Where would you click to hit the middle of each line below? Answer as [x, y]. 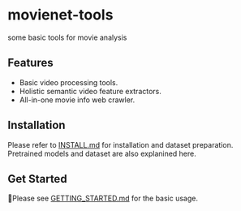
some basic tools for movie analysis [67, 37]
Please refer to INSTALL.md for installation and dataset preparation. [120, 144]
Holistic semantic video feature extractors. [90, 91]
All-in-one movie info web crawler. [77, 100]
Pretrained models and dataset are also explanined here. [102, 153]
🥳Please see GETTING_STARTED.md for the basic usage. [103, 198]
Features [30, 63]
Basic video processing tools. [69, 82]
